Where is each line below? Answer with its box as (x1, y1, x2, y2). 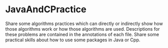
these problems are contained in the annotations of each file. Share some (5, 31, 159, 37)
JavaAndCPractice (5, 4, 87, 15)
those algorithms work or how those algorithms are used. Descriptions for (5, 26, 160, 32)
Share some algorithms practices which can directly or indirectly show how (5, 20, 163, 27)
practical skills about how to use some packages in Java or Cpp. (5, 37, 141, 43)
